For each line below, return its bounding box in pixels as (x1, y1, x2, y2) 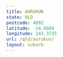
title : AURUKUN (6, 8, 44, 15)
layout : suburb (6, 42, 44, 48)
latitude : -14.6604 (6, 25, 55, 31)
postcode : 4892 (6, 20, 44, 26)
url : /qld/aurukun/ (6, 36, 55, 42)
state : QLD (6, 14, 33, 20)
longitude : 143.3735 (6, 31, 58, 37)
